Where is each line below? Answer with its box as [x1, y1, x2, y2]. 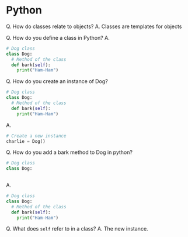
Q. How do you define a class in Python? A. [6, 34, 110, 41]
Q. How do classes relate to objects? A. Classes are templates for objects [6, 23, 182, 30]
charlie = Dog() [6, 138, 46, 144]
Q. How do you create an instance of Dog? [6, 78, 108, 85]
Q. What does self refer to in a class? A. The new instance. [6, 225, 148, 232]
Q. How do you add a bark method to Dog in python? [6, 149, 133, 156]
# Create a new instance [6, 133, 67, 139]
